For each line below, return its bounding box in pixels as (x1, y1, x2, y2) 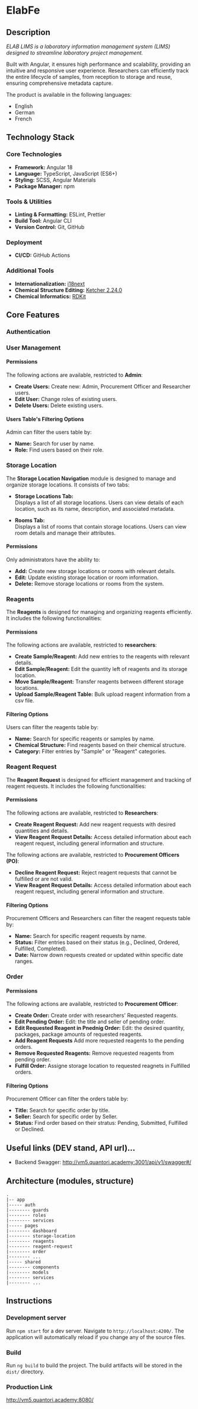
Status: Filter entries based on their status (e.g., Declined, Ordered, (14, 939, 180, 946)
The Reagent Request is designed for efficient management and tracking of (6, 776, 191, 783)
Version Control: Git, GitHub (14, 223, 85, 230)
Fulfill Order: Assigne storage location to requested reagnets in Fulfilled (14, 1063, 190, 1070)
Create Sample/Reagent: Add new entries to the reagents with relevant (14, 653, 190, 660)
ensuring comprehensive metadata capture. (6, 79, 113, 87)
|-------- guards (6, 1207, 49, 1213)
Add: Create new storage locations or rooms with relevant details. (14, 567, 176, 574)
